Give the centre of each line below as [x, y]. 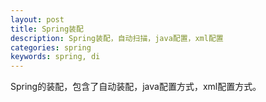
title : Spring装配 [47, 29]
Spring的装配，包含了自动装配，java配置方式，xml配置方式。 [136, 87]
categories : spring [51, 47]
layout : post [37, 19]
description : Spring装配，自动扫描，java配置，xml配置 [117, 38]
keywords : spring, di [55, 57]
